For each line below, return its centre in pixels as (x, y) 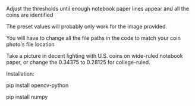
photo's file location (30, 44)
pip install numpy (27, 97)
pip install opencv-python (37, 85)
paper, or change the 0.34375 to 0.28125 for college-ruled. (78, 62)
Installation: (20, 74)
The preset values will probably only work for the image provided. (87, 26)
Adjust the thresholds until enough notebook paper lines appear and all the (97, 9)
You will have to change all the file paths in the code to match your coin (94, 38)
